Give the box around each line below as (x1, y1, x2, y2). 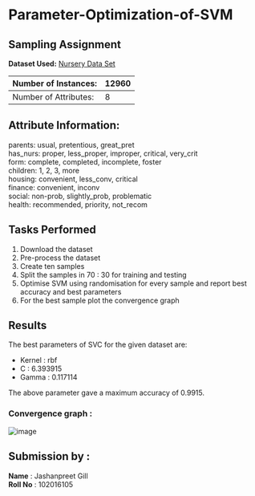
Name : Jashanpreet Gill (8, 471, 88, 481)
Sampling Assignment (8, 38, 122, 51)
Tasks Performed (8, 223, 96, 237)
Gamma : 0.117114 (19, 372, 78, 382)
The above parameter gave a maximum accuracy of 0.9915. (8, 388, 204, 398)
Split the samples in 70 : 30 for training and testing (19, 270, 187, 279)
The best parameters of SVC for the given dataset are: (8, 339, 188, 350)
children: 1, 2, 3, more (8, 165, 80, 175)
